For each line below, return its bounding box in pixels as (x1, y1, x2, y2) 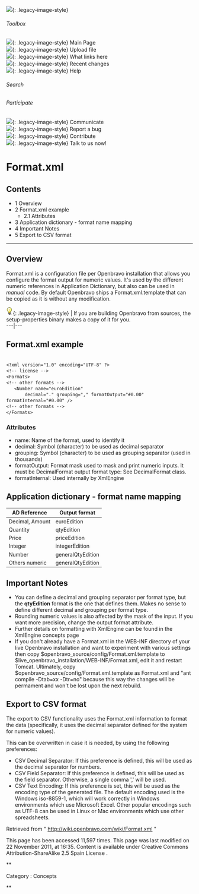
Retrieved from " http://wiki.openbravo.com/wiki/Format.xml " (6, 825, 157, 832)
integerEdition (55, 542, 90, 549)
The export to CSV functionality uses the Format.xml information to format (6, 715, 187, 722)
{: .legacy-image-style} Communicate (12, 119, 104, 126)
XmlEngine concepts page (14, 631, 79, 639)
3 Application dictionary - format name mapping (14, 219, 132, 226)
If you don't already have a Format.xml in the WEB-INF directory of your (14, 638, 190, 645)
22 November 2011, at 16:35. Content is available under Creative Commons (6, 843, 188, 850)
